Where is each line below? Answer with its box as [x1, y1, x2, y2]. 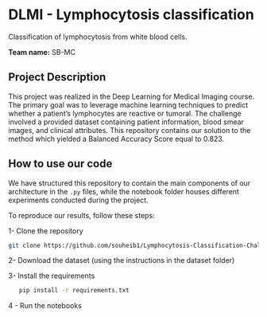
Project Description [8, 70, 106, 84]
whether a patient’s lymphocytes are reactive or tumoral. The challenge [8, 108, 242, 118]
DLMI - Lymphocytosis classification [8, 6, 254, 24]
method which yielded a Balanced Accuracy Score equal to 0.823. [8, 134, 225, 143]
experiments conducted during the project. [8, 195, 149, 205]
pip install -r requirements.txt [18, 287, 130, 295]
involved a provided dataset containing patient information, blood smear [8, 117, 245, 127]
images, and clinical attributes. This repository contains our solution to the [8, 125, 251, 135]
